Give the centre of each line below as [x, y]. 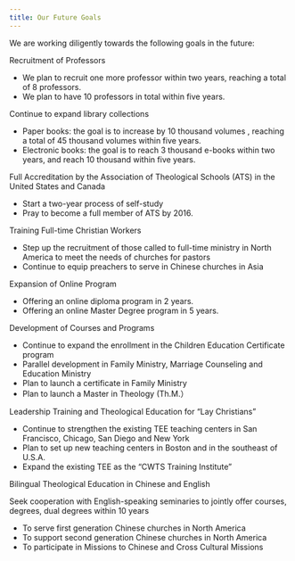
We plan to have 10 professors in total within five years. [123, 96]
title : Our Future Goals [55, 17]
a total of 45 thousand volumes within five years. [112, 140]
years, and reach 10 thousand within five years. [109, 159]
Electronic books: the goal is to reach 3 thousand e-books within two [148, 150]
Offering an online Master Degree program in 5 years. [120, 310]
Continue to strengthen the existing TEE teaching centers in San [139, 428]
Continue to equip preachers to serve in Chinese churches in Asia [143, 266]
